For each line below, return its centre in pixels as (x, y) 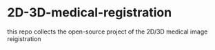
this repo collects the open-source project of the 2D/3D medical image (107, 32)
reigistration (24, 38)
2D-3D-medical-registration (90, 13)
